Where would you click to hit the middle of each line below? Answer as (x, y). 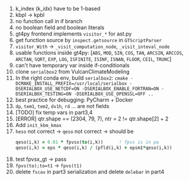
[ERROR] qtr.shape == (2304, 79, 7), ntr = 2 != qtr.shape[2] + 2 (92, 119)
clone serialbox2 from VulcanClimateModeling (72, 72)
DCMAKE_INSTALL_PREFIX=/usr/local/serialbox (71, 84)
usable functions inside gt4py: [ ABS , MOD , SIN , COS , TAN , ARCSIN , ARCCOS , (99, 53)
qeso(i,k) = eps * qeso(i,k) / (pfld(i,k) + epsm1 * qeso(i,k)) (94, 148)
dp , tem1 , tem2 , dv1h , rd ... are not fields (62, 106)
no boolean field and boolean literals (60, 27)
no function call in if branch (49, 21)
